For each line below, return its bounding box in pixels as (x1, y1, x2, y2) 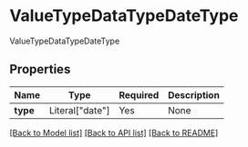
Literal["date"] (48, 103, 110, 116)
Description (167, 88, 221, 101)
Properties (9, 62, 71, 77)
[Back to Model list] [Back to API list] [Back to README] (9, 127, 219, 138)
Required (118, 88, 160, 101)
